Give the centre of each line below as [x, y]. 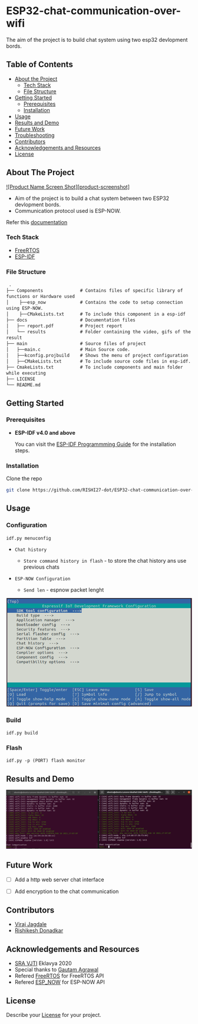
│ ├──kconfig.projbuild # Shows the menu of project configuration [97, 356]
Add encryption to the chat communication [67, 891]
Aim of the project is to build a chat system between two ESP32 [92, 198]
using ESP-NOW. [25, 308]
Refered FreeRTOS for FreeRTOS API [59, 976]
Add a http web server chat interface [59, 879]
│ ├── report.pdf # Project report [64, 326]
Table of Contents [40, 65]
